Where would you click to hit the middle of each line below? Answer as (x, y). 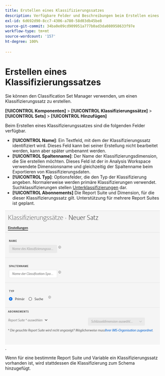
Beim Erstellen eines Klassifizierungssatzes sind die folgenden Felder (75, 125)
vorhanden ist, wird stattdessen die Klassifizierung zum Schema (70, 363)
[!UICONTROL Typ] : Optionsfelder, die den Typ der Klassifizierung (79, 177)
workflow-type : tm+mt (27, 31)
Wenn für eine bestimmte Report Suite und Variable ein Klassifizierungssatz (82, 358)
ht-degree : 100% (22, 42)
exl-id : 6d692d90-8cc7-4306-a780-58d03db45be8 (54, 21)
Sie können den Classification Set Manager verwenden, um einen (71, 96)
